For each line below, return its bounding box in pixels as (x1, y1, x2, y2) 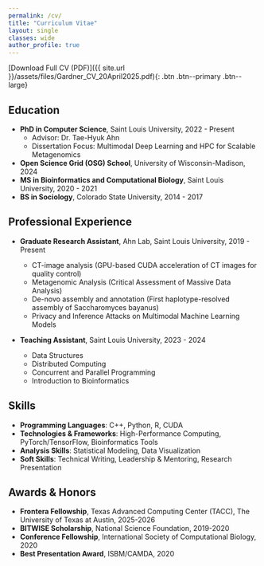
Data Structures (31, 350, 83, 360)
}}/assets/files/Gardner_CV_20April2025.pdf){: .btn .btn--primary (8, 72, 221, 81)
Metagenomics (31, 149, 81, 159)
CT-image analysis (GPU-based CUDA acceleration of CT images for (31, 260, 257, 269)
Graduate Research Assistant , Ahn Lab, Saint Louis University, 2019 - (19, 236, 250, 246)
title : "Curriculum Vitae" (8, 19, 98, 27)
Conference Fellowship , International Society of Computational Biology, (19, 532, 257, 542)
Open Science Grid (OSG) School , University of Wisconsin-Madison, (19, 158, 246, 167)
